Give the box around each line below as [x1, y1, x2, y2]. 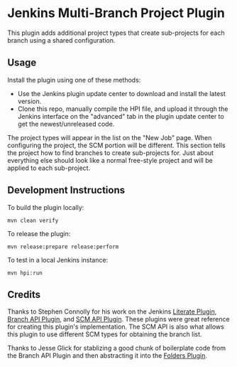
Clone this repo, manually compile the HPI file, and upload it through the [17, 105, 228, 113]
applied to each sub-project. [7, 164, 91, 172]
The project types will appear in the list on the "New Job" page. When [7, 133, 212, 142]
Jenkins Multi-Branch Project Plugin [7, 5, 225, 21]
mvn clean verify [7, 217, 59, 224]
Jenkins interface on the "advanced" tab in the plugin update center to [17, 112, 225, 120]
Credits [7, 288, 41, 300]
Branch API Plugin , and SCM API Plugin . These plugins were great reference [7, 315, 230, 324]
